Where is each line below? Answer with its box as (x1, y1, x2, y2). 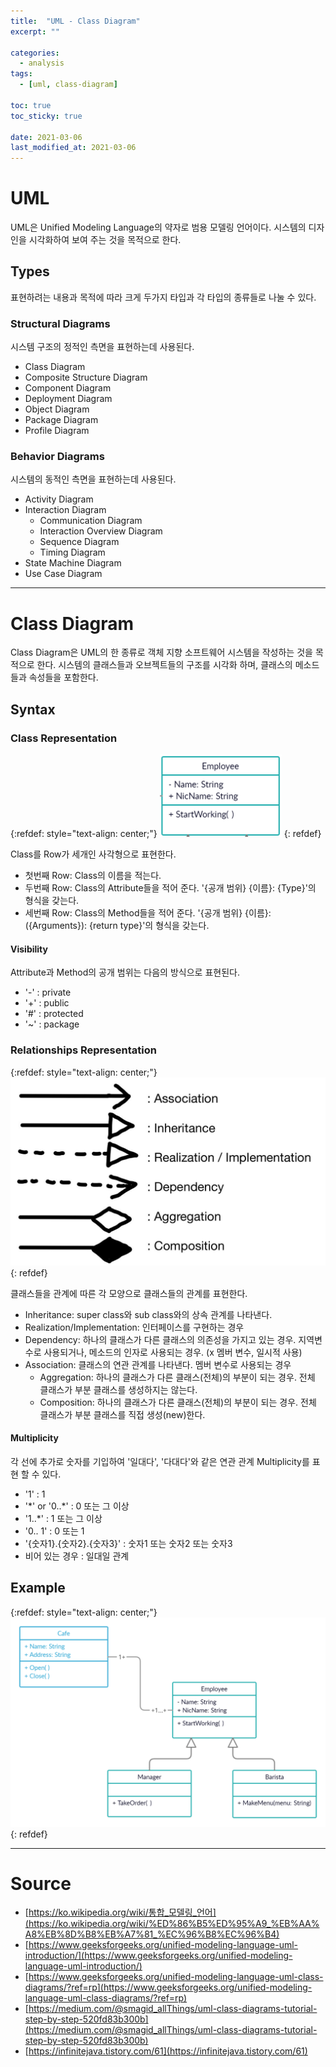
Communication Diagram (39, 515, 143, 527)
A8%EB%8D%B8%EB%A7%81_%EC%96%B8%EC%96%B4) (24, 1928, 280, 1940)
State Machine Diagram (24, 557, 122, 569)
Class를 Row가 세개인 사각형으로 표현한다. (10, 848, 177, 860)
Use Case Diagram (24, 568, 103, 580)
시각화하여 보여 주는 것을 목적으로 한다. (28, 234, 182, 246)
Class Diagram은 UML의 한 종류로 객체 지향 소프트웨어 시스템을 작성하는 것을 (10, 646, 313, 659)
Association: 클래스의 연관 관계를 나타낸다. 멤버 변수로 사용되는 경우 (24, 1358, 292, 1370)
